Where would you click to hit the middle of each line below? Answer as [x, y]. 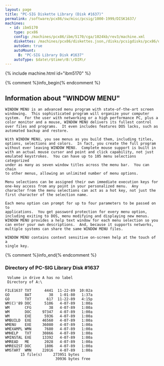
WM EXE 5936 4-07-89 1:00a [49, 316]
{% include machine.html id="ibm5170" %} [48, 73]
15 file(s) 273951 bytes [50, 355]
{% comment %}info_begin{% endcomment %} [53, 83]
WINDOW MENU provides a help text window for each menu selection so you [82, 221]
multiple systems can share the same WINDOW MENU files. [64, 229]
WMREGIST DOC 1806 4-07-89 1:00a [49, 346]
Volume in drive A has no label [40, 278]
